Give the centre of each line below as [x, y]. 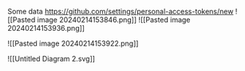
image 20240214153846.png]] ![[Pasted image [114, 20]
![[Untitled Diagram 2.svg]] [51, 59]
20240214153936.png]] [46, 28]
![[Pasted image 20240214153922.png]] [73, 43]
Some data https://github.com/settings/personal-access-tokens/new [121, 11]
